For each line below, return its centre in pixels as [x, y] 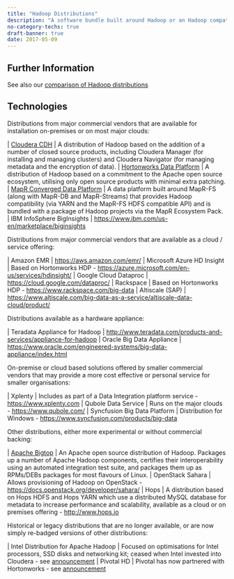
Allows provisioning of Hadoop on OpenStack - [75, 482]
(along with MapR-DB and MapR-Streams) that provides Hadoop [100, 196]
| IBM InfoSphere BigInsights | [50, 218]
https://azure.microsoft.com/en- [143, 268]
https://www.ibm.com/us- [131, 218]
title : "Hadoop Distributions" [53, 14]
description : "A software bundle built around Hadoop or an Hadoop [107, 20]
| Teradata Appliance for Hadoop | [56, 331]
